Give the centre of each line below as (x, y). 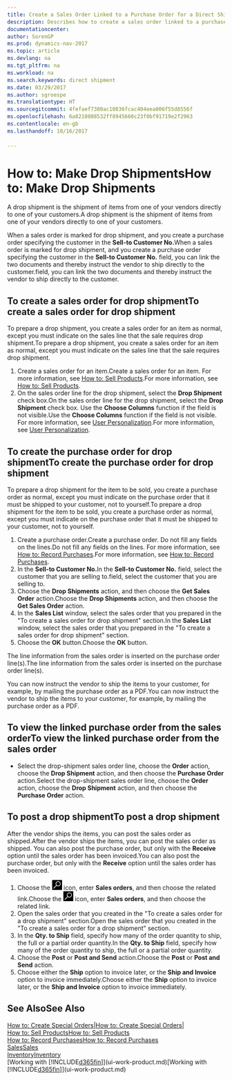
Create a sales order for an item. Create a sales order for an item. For (114, 371)
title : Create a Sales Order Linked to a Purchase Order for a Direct (111, 15)
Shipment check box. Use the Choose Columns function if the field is (117, 408)
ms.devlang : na (29, 59)
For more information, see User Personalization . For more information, (116, 423)
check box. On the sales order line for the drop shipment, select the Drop (120, 401)
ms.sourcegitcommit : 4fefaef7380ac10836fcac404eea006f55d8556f (100, 109)
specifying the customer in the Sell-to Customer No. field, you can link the (114, 257)
